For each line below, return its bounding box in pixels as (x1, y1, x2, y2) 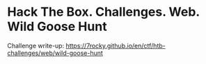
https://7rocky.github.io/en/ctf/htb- (65, 41, 166, 50)
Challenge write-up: (7, 41, 65, 50)
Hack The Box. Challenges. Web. (7, 4, 200, 20)
